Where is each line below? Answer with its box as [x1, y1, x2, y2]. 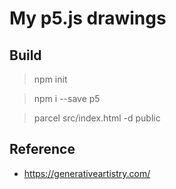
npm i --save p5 [33, 93, 101, 104]
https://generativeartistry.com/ [23, 167, 151, 179]
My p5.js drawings [9, 7, 167, 30]
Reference [9, 141, 76, 158]
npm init [33, 73, 68, 85]
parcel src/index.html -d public [33, 112, 161, 124]
